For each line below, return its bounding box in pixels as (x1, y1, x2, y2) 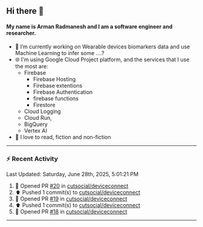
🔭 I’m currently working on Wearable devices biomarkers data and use (14, 43, 190, 50)
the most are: (14, 62, 48, 70)
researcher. (6, 29, 36, 36)
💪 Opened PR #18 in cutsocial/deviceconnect (14, 208, 127, 215)
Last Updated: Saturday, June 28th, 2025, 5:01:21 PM (6, 170, 139, 177)
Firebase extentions (33, 82, 83, 89)
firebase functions (33, 94, 79, 102)
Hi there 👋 (6, 6, 44, 16)
